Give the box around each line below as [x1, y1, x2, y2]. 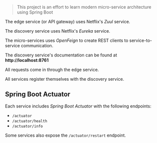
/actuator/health [12, 119, 48, 124]
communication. [21, 43, 53, 48]
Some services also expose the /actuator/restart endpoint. [5, 132, 126, 138]
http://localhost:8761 [5, 57, 49, 63]
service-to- [129, 37, 152, 43]
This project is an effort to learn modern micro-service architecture [17, 4, 152, 10]
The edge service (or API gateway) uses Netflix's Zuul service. [5, 19, 130, 24]
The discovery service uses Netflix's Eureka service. [5, 28, 110, 34]
